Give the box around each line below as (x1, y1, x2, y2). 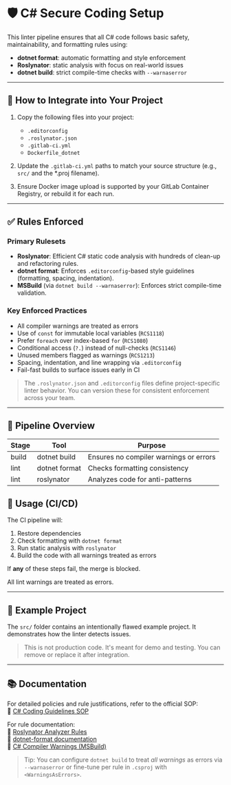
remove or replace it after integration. (23, 651, 130, 659)
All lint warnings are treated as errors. (7, 578, 114, 586)
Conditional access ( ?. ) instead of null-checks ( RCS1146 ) (16, 344, 177, 352)
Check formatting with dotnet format (16, 536, 122, 545)
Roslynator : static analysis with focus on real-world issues (16, 61, 184, 69)
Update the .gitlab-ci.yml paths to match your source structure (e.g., (16, 161, 217, 169)
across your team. (23, 393, 76, 401)
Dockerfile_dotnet (27, 149, 80, 156)
